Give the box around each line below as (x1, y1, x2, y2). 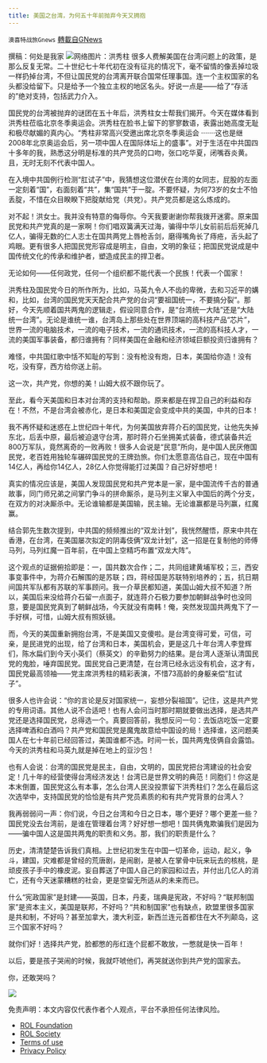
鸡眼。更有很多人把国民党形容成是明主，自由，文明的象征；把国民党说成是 (8, 241, 252, 250)
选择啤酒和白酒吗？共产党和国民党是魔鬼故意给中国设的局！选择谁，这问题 (8, 725, 252, 735)
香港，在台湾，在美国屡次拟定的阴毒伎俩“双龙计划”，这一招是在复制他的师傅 (8, 535, 258, 545)
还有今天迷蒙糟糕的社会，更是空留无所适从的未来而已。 (21, 875, 203, 885)
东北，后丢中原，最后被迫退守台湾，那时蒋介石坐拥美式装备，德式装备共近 (8, 432, 252, 441)
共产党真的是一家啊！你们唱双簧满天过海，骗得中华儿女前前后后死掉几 (29, 221, 259, 231)
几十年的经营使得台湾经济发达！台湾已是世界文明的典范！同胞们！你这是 (21, 772, 259, 782)
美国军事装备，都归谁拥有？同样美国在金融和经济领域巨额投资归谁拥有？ (21, 335, 259, 344)
